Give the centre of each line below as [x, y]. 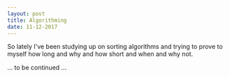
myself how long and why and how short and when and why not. [100, 54]
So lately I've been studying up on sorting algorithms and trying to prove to [115, 47]
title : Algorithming [37, 20]
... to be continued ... [37, 68]
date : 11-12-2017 [33, 27]
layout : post [26, 14]
